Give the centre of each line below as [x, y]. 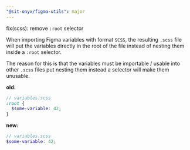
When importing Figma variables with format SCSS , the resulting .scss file [94, 39]
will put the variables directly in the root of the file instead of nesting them [95, 46]
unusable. [18, 76]
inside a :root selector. [34, 52]
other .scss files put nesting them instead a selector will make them [88, 69]
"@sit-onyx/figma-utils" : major [45, 11]
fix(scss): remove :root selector [45, 28]
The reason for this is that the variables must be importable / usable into [93, 63]
